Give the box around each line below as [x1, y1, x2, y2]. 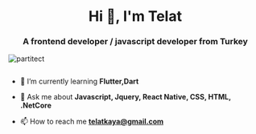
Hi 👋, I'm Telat [88, 7, 183, 26]
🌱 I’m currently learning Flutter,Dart [19, 76, 139, 87]
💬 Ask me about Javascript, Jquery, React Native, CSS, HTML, [19, 92, 231, 102]
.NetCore [19, 100, 52, 111]
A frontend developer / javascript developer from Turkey [23, 36, 248, 47]
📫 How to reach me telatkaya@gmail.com [19, 116, 163, 127]
